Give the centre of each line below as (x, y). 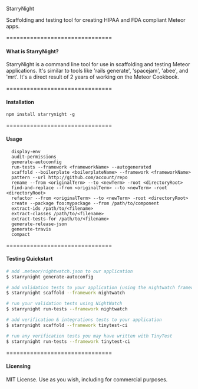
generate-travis (31, 229)
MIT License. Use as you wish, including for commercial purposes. (87, 379)
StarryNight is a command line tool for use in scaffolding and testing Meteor (98, 64)
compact (21, 234)
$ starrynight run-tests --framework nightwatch (67, 309)
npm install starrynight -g (41, 115)
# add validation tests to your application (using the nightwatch (91, 287)
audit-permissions (34, 157)
